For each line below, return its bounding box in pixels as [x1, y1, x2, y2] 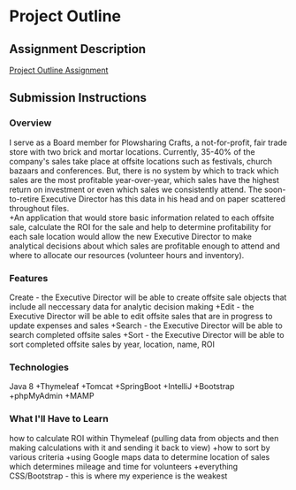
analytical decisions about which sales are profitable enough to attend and [9, 241, 281, 251]
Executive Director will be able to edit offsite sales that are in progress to [9, 310, 273, 321]
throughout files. [9, 203, 70, 213]
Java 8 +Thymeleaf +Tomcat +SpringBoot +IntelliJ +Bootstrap [9, 381, 235, 392]
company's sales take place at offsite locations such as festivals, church [9, 156, 272, 166]
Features [9, 272, 49, 284]
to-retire [9, 193, 40, 204]
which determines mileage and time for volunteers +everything [9, 461, 239, 471]
